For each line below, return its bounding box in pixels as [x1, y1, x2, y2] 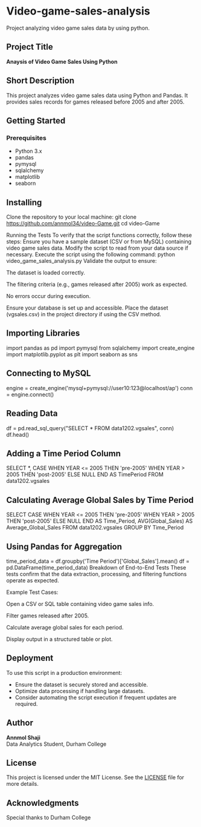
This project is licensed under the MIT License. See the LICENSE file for [6, 774, 185, 781]
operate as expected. [6, 577, 59, 584]
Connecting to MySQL [6, 368, 91, 379]
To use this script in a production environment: [6, 669, 123, 676]
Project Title [6, 42, 53, 52]
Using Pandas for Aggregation [6, 541, 123, 552]
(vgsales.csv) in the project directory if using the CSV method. [6, 311, 162, 318]
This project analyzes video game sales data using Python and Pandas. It [6, 91, 188, 99]
